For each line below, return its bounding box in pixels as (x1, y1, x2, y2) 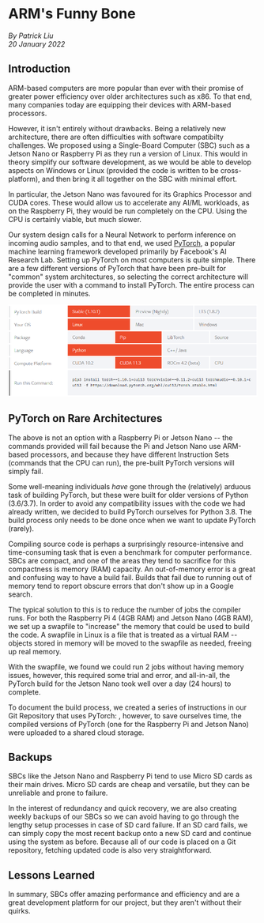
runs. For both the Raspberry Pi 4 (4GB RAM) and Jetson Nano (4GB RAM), (8, 613, 254, 623)
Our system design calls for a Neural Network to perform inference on (8, 230, 236, 239)
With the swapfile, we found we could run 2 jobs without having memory (8, 661, 244, 672)
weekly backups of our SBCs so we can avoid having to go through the (8, 812, 239, 822)
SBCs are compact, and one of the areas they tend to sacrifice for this (8, 556, 236, 565)
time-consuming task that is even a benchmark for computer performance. (8, 547, 252, 557)
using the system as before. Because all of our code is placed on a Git (8, 837, 236, 846)
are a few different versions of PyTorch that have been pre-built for (8, 263, 227, 273)
